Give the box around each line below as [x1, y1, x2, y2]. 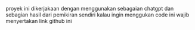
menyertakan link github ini [5, 18, 72, 24]
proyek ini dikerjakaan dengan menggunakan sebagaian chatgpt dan [5, 5, 174, 12]
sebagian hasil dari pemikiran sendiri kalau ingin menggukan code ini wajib [5, 11, 190, 18]
